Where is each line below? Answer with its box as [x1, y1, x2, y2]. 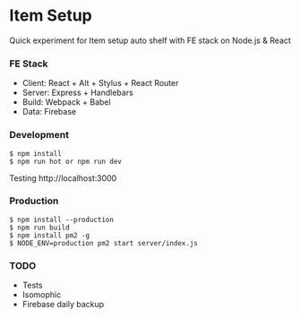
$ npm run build [9, 223, 70, 232]
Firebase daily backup [21, 299, 105, 310]
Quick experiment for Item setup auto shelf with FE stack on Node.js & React [9, 35, 291, 46]
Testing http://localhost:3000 [9, 172, 117, 184]
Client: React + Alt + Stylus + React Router [21, 78, 179, 89]
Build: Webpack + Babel [21, 97, 111, 107]
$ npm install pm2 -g [9, 230, 90, 240]
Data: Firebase [21, 107, 77, 117]
